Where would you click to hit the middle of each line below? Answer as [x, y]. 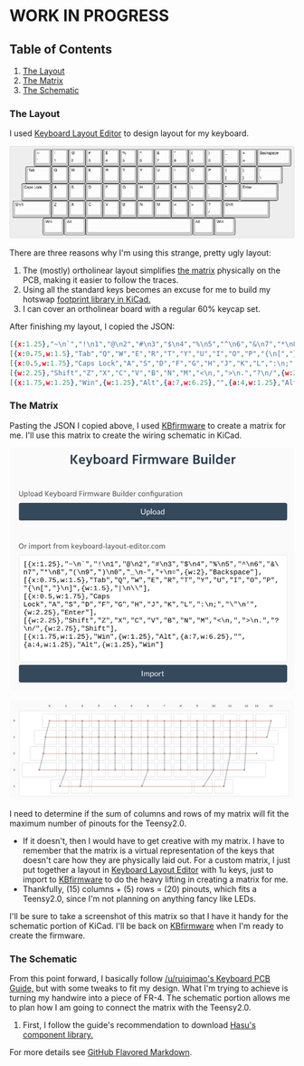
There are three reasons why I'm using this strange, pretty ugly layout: [140, 253]
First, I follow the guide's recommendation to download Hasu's [139, 1025]
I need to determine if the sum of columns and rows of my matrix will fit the [149, 814]
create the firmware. [47, 935]
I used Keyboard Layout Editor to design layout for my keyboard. [129, 133]
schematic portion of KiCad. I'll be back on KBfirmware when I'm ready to [147, 926]
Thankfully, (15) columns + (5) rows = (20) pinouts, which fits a [140, 889]
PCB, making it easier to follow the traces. [100, 280]
